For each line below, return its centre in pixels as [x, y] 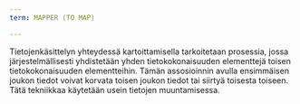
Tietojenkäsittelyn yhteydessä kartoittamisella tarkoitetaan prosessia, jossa [149, 52]
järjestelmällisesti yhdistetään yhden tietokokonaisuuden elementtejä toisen [150, 61]
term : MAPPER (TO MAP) [52, 18]
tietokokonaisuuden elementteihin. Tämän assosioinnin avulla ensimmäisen [150, 71]
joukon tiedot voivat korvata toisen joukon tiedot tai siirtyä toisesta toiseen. [149, 80]
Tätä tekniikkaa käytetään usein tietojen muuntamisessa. [115, 90]
